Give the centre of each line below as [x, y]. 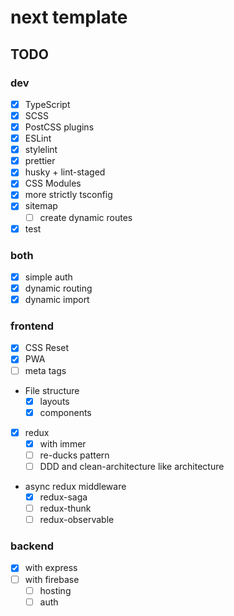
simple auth [48, 277]
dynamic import [57, 300]
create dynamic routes [86, 217]
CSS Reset [47, 348]
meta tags [45, 370]
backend [32, 546]
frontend [32, 326]
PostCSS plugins [59, 127]
